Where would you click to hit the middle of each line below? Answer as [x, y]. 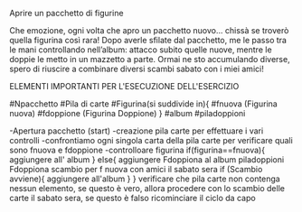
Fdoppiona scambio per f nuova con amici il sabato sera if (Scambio [136, 169]
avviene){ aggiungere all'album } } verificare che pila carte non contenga [145, 179]
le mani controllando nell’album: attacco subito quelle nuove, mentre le [141, 50]
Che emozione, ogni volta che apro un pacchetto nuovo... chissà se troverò [149, 30]
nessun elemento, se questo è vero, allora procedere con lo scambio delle [147, 188]
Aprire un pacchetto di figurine [66, 13]
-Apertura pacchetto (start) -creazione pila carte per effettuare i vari [137, 131]
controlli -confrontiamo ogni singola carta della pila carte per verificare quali [151, 140]
